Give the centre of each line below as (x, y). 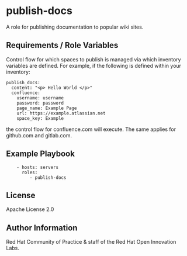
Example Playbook (40, 154)
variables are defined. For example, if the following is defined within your (94, 65)
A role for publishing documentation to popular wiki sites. (75, 27)
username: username (40, 98)
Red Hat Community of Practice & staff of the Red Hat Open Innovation (91, 242)
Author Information (42, 228)
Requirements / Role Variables (62, 45)
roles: (30, 172)
